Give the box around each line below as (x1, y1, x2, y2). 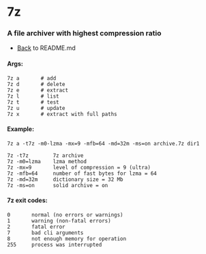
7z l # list (7, 93, 59, 100)
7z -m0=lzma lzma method (7, 158, 87, 165)
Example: (7, 125, 35, 133)
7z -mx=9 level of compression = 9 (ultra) (7, 164, 151, 171)
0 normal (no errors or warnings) (7, 212, 124, 218)
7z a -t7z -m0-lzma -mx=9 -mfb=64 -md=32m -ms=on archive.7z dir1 (7, 140, 200, 147)
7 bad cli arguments (7, 229, 84, 236)
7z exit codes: (7, 196, 48, 205)
